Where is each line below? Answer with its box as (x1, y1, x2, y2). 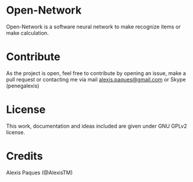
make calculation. (6, 29, 49, 36)
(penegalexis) (6, 82, 40, 89)
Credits (6, 149, 43, 162)
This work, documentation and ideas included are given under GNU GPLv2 (6, 122, 188, 129)
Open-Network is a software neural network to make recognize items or (6, 23, 181, 30)
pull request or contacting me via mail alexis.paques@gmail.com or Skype (6, 76, 186, 83)
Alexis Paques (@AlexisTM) (6, 169, 73, 176)
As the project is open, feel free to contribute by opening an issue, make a (6, 69, 187, 77)
